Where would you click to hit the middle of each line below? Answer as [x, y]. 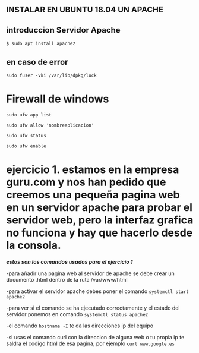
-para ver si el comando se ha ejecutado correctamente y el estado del [93, 308]
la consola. [34, 245]
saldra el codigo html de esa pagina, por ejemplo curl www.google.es [91, 343]
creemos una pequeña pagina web [93, 195]
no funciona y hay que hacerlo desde [99, 233]
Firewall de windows [58, 99]
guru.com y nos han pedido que [86, 182]
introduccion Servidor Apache [63, 30]
